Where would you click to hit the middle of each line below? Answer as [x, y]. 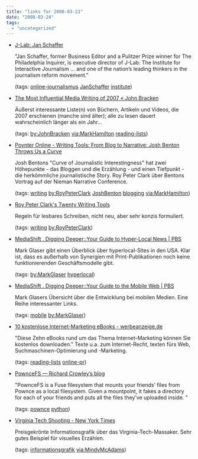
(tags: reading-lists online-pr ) [51, 362]
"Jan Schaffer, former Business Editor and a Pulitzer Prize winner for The [103, 56]
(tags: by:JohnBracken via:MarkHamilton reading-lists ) [81, 134]
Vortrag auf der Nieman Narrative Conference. [71, 182]
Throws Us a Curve [38, 151]
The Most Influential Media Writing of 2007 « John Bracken [87, 98]
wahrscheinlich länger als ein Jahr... [58, 122]
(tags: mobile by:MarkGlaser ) [50, 315]
